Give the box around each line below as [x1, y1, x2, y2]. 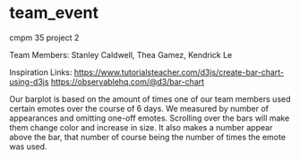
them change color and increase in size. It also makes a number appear [9, 121, 273, 132]
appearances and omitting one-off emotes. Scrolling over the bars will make [9, 113, 290, 123]
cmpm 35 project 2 [9, 32, 80, 43]
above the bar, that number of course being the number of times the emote [9, 131, 287, 142]
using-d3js [9, 76, 49, 87]
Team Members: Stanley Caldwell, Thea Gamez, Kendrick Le [9, 49, 233, 60]
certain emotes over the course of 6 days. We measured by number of [9, 103, 269, 113]
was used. [9, 141, 47, 152]
